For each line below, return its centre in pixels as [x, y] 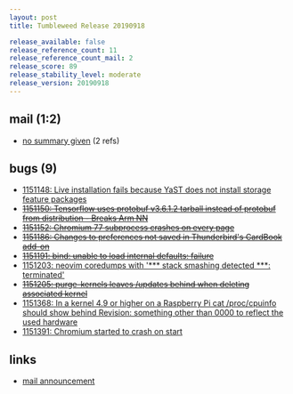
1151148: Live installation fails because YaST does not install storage [146, 190]
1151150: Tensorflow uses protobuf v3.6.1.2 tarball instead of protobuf [149, 209]
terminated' [43, 275]
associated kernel [55, 293]
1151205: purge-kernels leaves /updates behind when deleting [136, 285]
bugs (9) [33, 169]
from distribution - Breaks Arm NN [85, 218]
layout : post [33, 17]
